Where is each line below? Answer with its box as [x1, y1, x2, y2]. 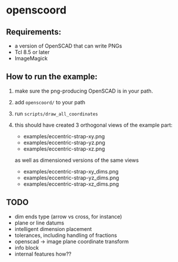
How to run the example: [6, 72, 98, 82]
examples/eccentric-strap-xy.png [23, 132, 105, 139]
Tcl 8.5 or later [14, 49, 50, 56]
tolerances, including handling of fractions [14, 232, 117, 239]
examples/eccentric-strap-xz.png [23, 145, 105, 152]
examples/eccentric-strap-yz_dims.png [23, 174, 119, 181]
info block [14, 244, 39, 251]
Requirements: [6, 27, 62, 37]
